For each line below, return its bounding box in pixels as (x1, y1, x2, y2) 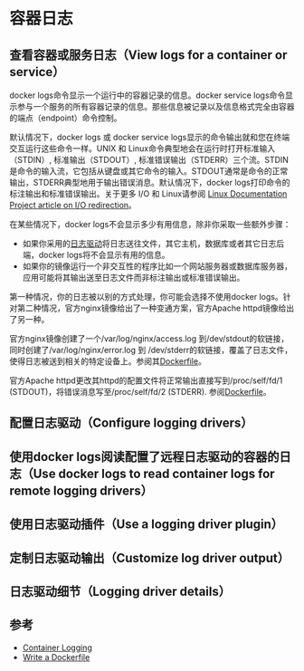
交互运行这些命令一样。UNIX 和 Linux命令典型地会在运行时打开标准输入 (9, 143, 276, 154)
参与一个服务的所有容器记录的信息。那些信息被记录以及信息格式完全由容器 (16, 101, 295, 111)
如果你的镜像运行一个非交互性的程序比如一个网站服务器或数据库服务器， (22, 261, 292, 272)
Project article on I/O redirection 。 (9, 200, 138, 210)
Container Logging (22, 642, 92, 653)
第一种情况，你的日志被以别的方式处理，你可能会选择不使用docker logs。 (9, 292, 283, 302)
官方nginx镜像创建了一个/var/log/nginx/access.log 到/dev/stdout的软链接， (9, 333, 290, 344)
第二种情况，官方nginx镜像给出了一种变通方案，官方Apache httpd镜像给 (16, 302, 287, 313)
